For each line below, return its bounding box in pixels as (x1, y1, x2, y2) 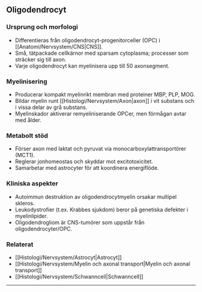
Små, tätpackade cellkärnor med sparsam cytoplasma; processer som (14, 49, 189, 57)
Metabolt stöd (6, 131, 48, 140)
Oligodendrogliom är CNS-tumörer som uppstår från (14, 219, 145, 226)
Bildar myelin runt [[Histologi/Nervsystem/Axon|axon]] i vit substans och (14, 97, 194, 104)
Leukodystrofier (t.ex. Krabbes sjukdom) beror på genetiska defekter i (14, 206, 188, 213)
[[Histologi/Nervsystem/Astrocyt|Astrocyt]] (14, 253, 122, 261)
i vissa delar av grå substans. (14, 104, 88, 111)
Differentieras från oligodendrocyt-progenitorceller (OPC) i (14, 36, 161, 44)
